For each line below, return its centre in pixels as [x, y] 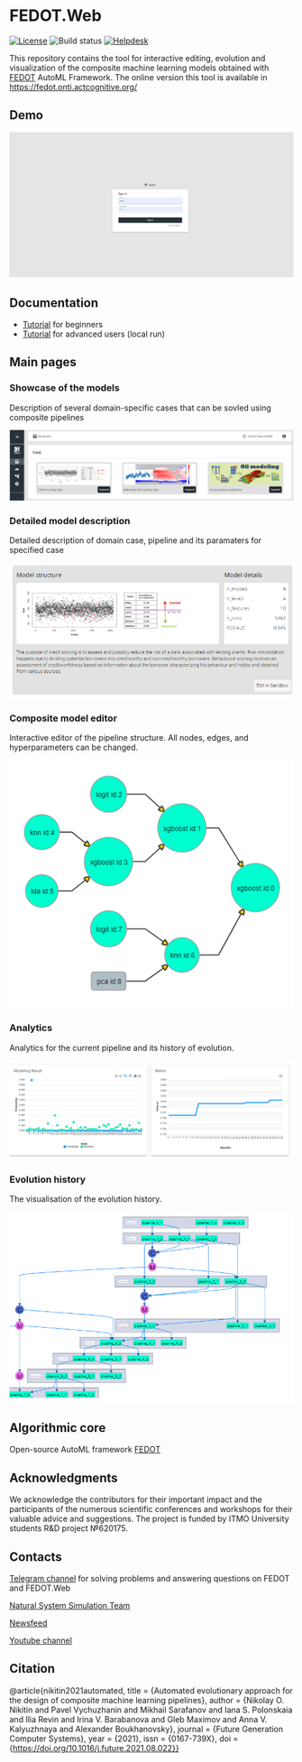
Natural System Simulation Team [70, 1606]
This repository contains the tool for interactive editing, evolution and [137, 58]
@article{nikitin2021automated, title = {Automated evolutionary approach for [151, 1690]
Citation [32, 1669]
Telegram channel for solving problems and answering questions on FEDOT [150, 1579]
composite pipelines [47, 417]
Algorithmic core [58, 1428]
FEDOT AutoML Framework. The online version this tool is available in [138, 77]
